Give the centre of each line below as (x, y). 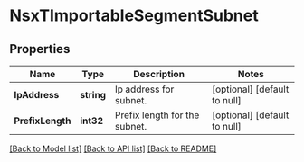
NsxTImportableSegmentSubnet (134, 16)
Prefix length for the (157, 115)
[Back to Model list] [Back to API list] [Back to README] (113, 148)
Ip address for (144, 89)
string (93, 95)
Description (159, 74)
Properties (40, 49)
